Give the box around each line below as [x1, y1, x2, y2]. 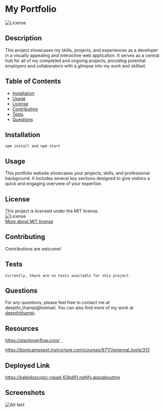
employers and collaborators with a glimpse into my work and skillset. [5, 63, 147, 69]
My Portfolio [5, 3, 57, 15]
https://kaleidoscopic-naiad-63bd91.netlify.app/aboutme [5, 375, 120, 380]
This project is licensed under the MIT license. [5, 208, 99, 214]
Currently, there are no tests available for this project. [5, 273, 131, 278]
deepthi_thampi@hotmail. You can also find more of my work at [5, 305, 134, 311]
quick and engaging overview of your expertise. [5, 181, 102, 187]
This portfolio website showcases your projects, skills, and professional [5, 170, 150, 176]
